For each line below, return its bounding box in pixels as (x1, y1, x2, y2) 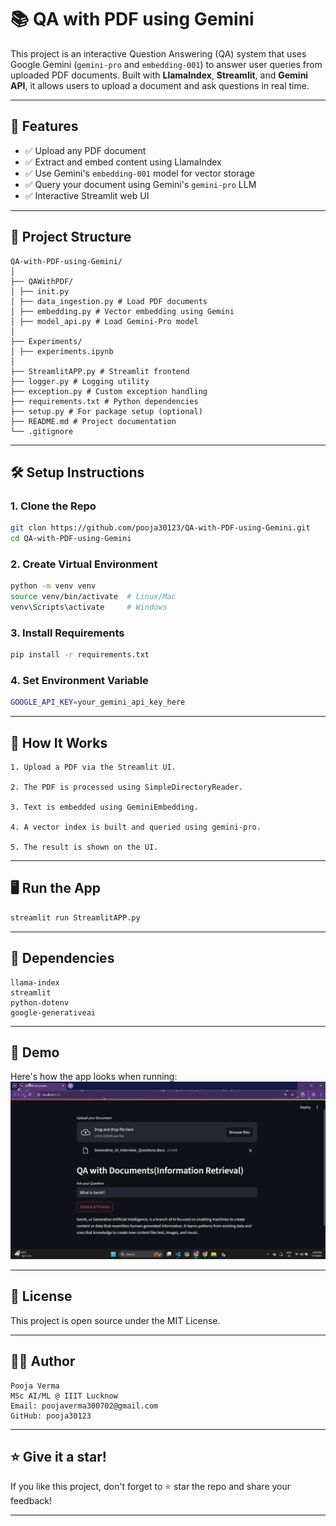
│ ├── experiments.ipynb (10, 346, 114, 356)
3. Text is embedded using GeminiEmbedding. (10, 802, 199, 813)
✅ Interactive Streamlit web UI (24, 189, 150, 201)
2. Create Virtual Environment (10, 557, 158, 571)
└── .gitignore (10, 426, 74, 436)
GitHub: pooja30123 (10, 1411, 92, 1421)
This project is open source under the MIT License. (10, 1314, 221, 1326)
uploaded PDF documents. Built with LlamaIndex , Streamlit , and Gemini (10, 69, 309, 81)
